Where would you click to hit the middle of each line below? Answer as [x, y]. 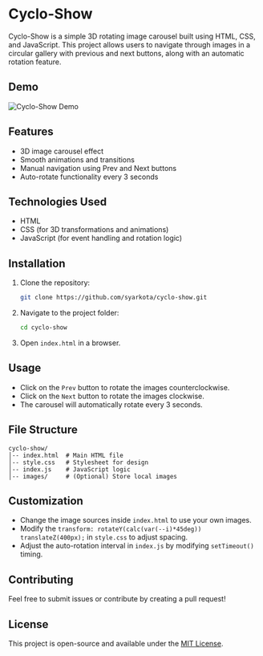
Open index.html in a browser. [70, 343]
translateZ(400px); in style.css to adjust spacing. [104, 537]
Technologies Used [57, 202]
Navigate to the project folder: [69, 313]
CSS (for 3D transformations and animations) [94, 230]
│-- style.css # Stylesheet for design [79, 462]
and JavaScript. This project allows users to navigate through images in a [129, 44]
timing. [31, 554]
